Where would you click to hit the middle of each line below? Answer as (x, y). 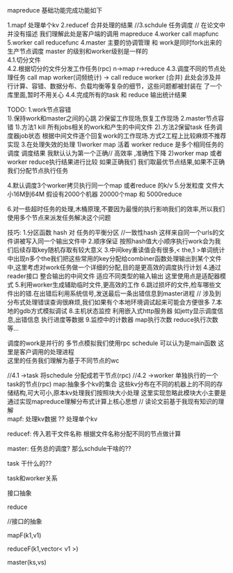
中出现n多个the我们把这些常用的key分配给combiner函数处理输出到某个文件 (114, 259)
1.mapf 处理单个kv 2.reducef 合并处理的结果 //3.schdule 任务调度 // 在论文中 (116, 25)
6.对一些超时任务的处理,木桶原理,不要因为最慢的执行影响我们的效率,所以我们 (116, 209)
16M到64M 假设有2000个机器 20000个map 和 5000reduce (97, 194)
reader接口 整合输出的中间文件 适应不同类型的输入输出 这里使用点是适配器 (114, 276)
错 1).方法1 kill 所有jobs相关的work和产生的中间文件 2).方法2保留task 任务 (112, 127)
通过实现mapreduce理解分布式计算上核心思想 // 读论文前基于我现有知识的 (113, 402)
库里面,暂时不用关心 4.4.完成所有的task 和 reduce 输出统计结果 (97, 95)
